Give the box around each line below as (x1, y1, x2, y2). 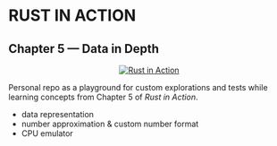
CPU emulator (21, 128, 73, 139)
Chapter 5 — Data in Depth (8, 41, 160, 56)
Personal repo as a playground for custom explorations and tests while (8, 82, 269, 92)
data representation (21, 109, 95, 119)
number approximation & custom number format (21, 118, 199, 129)
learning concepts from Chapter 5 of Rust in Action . (8, 91, 198, 102)
